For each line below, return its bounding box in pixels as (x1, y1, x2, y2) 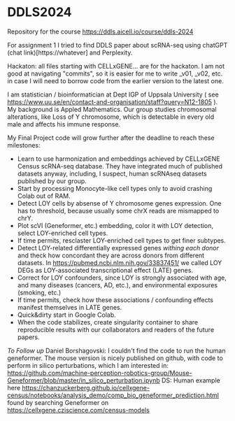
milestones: (7, 141, 41, 149)
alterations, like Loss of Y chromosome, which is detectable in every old (7, 113, 215, 121)
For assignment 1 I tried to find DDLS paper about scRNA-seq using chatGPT (7, 41, 228, 49)
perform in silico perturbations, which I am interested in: (7, 361, 169, 369)
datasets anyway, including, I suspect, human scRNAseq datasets (17, 169, 208, 178)
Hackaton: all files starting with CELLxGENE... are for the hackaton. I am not (7, 62, 225, 70)
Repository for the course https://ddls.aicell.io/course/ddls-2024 (7, 27, 194, 36)
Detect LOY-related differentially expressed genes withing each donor (17, 243, 219, 252)
